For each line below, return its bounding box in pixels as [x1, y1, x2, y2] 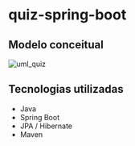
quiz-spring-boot [8, 6, 127, 24]
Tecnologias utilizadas [8, 82, 124, 96]
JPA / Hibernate [19, 121, 73, 131]
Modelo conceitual [8, 38, 104, 52]
